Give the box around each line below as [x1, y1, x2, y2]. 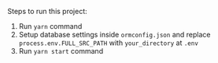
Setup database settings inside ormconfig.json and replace [18, 30, 211, 39]
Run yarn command [18, 22, 83, 30]
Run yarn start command [18, 47, 104, 55]
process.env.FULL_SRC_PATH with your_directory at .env [18, 38, 198, 47]
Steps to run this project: [7, 7, 87, 16]
